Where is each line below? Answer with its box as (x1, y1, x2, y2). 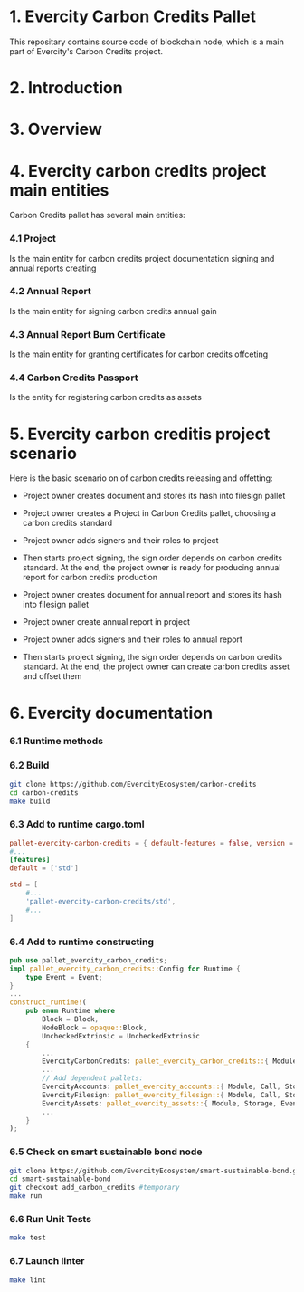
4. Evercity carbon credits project (9, 160, 267, 181)
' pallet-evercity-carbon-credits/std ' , (25, 896, 176, 906)
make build (9, 797, 51, 806)
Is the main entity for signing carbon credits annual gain (9, 305, 217, 316)
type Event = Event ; (25, 972, 103, 981)
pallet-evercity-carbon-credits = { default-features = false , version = (9, 838, 294, 847)
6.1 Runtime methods (9, 735, 104, 748)
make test (9, 1233, 47, 1242)
